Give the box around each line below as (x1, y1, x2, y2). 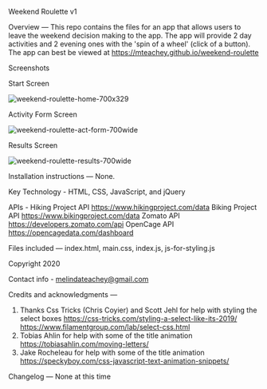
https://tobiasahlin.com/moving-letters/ (19, 339, 149, 348)
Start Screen (8, 79, 50, 88)
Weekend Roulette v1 (8, 7, 77, 16)
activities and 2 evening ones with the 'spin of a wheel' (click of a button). (8, 39, 251, 49)
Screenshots (8, 63, 50, 73)
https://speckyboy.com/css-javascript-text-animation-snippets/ (19, 356, 230, 366)
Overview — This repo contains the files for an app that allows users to (8, 22, 241, 31)
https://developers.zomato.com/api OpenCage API (8, 220, 175, 228)
